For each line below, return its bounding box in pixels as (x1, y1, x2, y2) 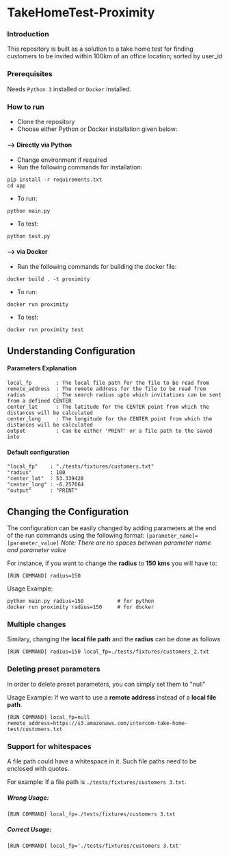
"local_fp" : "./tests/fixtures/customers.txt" (7, 463, 154, 471)
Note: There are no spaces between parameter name (60, 538, 211, 547)
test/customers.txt (7, 726, 63, 733)
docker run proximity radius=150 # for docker (7, 604, 154, 611)
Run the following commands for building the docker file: (16, 263, 177, 271)
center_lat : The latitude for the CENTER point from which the (7, 403, 210, 411)
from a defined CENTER (7, 398, 72, 405)
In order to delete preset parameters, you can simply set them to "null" (7, 680, 206, 688)
